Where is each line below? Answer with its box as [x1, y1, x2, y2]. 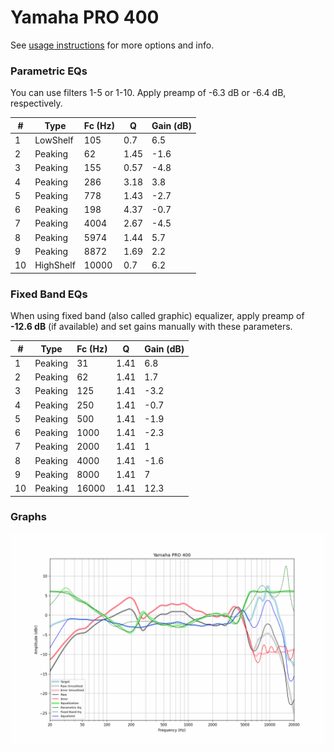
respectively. [10, 97, 63, 110]
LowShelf [34, 134, 74, 146]
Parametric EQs [10, 64, 88, 78]
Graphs [10, 510, 47, 524]
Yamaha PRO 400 [10, 6, 160, 29]
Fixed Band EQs [10, 287, 88, 301]
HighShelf [34, 259, 76, 271]
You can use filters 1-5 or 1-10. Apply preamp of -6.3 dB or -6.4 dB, [10, 87, 287, 99]
